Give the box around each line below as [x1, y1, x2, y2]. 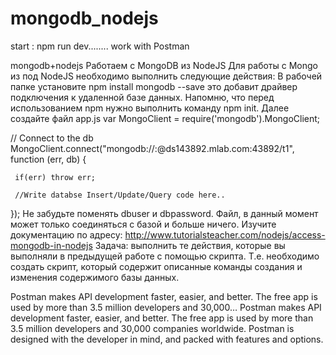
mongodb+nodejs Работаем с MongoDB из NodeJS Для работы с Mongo [10, 59, 318, 71]
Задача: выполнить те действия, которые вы [94, 239, 286, 251]
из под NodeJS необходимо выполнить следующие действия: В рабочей [10, 70, 323, 82]
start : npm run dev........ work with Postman [10, 40, 190, 52]
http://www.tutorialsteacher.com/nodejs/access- [124, 228, 326, 241]
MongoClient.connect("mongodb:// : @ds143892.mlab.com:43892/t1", [10, 142, 295, 154]
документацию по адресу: [10, 228, 123, 241]
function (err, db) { [10, 153, 87, 165]
